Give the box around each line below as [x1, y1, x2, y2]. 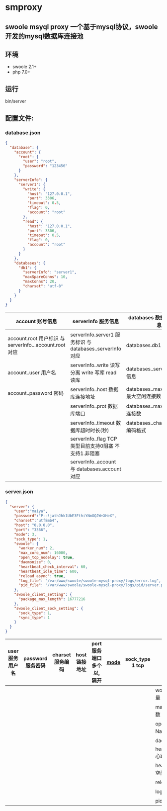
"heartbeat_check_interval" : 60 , [18, 564, 88, 569]
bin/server [5, 98, 26, 104]
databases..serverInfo [70, 345, 122, 352]
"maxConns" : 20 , [23, 279, 57, 284]
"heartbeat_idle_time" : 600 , [18, 569, 79, 574]
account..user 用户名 [7, 369, 56, 376]
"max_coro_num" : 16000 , [18, 550, 68, 555]
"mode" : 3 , [14, 532, 37, 537]
